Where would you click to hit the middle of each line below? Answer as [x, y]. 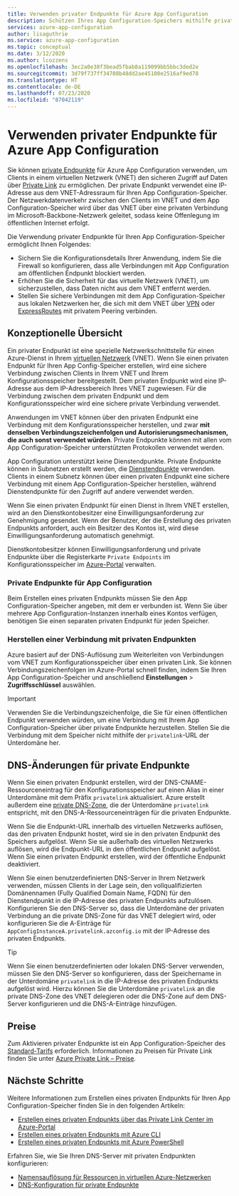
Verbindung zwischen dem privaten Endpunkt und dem [88, 396]
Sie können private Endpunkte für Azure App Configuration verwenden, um [117, 170]
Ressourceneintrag [35, 790]
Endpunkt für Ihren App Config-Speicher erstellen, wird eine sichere [107, 365]
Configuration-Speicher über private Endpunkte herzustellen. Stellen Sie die [118, 728]
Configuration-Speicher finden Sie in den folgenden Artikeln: [96, 1105]
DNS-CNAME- [186, 783]
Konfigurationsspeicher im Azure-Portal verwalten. [82, 564]
